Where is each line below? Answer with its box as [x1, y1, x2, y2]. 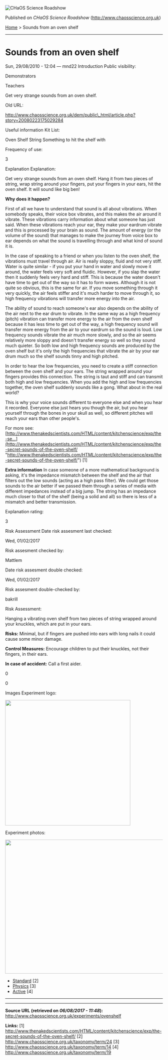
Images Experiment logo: [5, 690, 56, 696]
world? [5, 389, 19, 396]
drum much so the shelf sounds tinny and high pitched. [5, 353, 119, 359]
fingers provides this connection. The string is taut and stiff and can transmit [5, 374, 163, 380]
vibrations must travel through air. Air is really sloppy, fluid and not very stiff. [5, 258, 162, 264]
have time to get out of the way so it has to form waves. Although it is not [5, 279, 156, 285]
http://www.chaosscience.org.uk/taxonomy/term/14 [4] [5, 1044, 119, 1050]
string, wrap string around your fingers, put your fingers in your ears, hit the [5, 181, 161, 187]
